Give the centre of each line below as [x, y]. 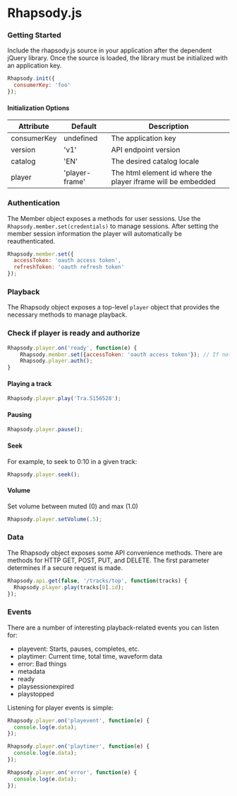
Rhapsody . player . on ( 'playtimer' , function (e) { [79, 746]
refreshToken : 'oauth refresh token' [69, 267]
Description [169, 127]
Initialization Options [38, 108]
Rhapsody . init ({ [31, 79]
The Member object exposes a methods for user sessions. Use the [104, 218]
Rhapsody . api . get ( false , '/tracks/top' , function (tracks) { [98, 581]
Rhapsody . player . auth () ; [56, 361]
